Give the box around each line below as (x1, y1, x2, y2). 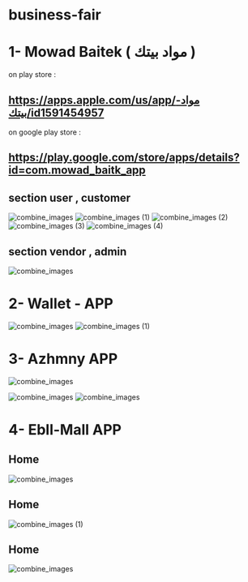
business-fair (8, 6, 101, 24)
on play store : (8, 70, 57, 79)
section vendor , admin (8, 245, 127, 259)
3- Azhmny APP (8, 350, 118, 368)
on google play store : (8, 127, 81, 137)
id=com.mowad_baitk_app (8, 164, 146, 178)
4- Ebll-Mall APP (8, 421, 122, 439)
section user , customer (8, 190, 131, 204)
